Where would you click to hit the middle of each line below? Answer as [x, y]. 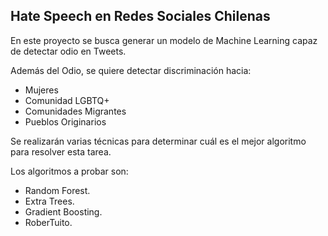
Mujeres [41, 90]
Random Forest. [57, 190]
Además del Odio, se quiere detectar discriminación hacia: [131, 70]
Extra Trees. [49, 201]
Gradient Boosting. [63, 211]
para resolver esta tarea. [61, 151]
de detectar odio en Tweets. [68, 51]
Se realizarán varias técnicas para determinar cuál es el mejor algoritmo [158, 141]
